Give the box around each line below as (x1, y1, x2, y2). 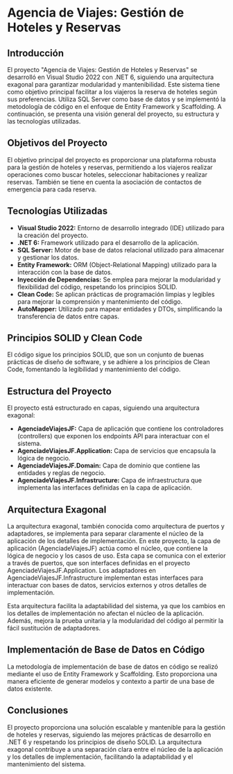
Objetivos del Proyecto (7, 137, 107, 149)
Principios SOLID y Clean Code (7, 332, 143, 344)
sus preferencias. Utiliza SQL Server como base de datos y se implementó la (7, 95, 226, 103)
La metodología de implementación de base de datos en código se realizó (7, 662, 218, 671)
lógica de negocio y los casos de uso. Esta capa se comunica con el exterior (7, 551, 226, 560)
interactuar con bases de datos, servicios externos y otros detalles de (7, 581, 207, 590)
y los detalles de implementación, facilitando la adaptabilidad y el (7, 752, 193, 761)
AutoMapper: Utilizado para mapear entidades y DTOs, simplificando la (17, 304, 223, 313)
